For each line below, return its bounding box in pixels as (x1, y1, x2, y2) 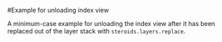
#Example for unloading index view (7, 6, 109, 14)
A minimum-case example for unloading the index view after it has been (7, 20, 216, 27)
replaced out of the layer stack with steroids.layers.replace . (7, 27, 186, 35)
